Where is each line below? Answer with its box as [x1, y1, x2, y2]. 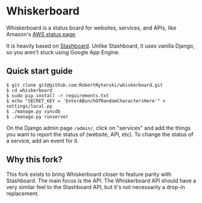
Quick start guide [6, 66, 73, 77]
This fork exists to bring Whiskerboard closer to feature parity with [6, 170, 172, 178]
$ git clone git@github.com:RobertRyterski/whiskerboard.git [6, 82, 163, 88]
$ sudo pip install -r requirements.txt [6, 92, 110, 99]
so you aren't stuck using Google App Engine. [6, 48, 120, 55]
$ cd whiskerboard [6, 87, 52, 93]
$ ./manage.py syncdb [6, 108, 61, 114]
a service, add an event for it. [6, 137, 80, 144]
